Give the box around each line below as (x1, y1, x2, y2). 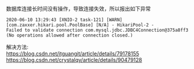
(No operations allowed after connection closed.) (6, 32, 133, 38)
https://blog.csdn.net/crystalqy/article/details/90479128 (6, 57, 143, 63)
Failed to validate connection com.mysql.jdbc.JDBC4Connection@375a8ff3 (6, 27, 189, 33)
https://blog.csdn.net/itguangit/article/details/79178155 (6, 50, 140, 57)
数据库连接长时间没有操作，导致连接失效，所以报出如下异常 (6, 5, 151, 12)
